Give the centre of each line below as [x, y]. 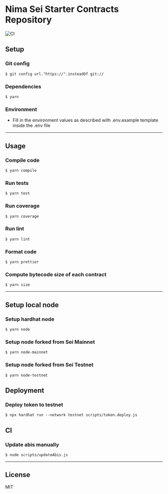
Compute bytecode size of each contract [56, 275]
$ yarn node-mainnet [27, 352]
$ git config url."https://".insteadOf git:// [54, 74]
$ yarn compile [21, 170]
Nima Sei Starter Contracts [62, 9]
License [18, 475]
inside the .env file [31, 125]
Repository [28, 20]
